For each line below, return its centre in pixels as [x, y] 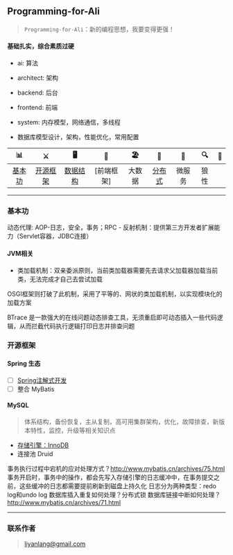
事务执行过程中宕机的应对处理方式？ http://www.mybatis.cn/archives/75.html [116, 468]
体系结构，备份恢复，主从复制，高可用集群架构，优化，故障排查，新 [121, 421]
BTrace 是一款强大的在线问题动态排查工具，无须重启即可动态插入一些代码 [112, 317]
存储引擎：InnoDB [43, 445]
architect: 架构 [38, 78]
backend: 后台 [37, 92]
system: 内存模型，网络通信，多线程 [69, 122]
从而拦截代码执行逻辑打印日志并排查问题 [77, 325]
